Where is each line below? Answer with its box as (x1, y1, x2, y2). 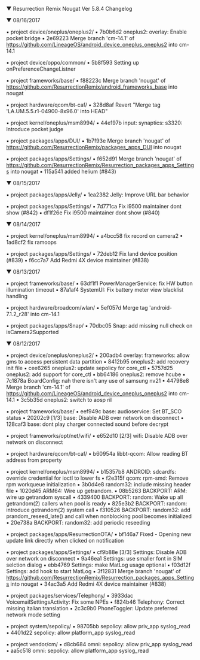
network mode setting (6, 611, 61, 618)
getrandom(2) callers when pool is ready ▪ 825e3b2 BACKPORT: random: (6, 500, 187, 507)
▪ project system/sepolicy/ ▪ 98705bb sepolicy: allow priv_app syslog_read (6, 623, 190, 629)
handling (6, 293, 28, 299)
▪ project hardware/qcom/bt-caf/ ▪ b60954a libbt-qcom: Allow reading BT (6, 450, 189, 457)
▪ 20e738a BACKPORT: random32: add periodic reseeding (6, 519, 150, 526)
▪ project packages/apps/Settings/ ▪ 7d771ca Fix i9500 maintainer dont (6, 203, 182, 210)
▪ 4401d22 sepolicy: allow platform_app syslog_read (6, 629, 136, 636)
